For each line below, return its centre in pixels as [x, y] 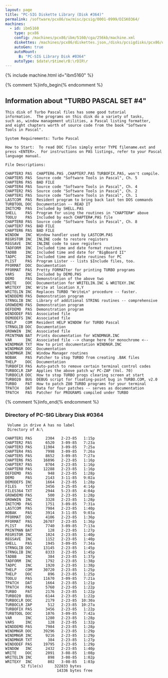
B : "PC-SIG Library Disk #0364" [52, 56]
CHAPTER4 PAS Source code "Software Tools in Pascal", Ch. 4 [71, 187]
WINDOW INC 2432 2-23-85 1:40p [50, 649]
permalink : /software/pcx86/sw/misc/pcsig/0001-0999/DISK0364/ [72, 19]
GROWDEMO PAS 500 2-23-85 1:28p [50, 495]
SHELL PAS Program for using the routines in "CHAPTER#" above [77, 213]
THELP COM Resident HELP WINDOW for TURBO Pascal [62, 323]
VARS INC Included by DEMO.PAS [43, 274]
